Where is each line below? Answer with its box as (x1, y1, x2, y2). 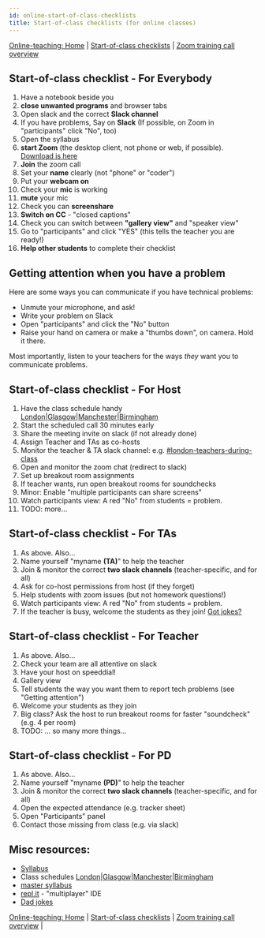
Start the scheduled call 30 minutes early (20, 420, 155, 430)
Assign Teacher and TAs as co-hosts (20, 437, 140, 447)
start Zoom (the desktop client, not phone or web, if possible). (20, 143, 224, 152)
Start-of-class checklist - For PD (9, 749, 172, 762)
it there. (20, 336, 46, 346)
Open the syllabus (20, 135, 80, 144)
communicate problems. (9, 360, 88, 369)
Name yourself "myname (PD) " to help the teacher (20, 778, 185, 787)
